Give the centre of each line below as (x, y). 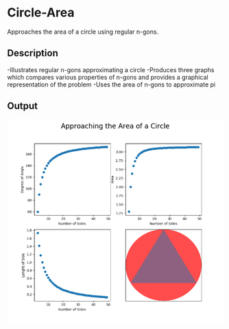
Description (33, 53)
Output (22, 106)
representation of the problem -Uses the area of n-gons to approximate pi (111, 84)
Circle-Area (41, 13)
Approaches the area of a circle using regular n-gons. (83, 32)
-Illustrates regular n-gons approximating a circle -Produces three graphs (111, 69)
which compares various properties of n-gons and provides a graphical (108, 77)
